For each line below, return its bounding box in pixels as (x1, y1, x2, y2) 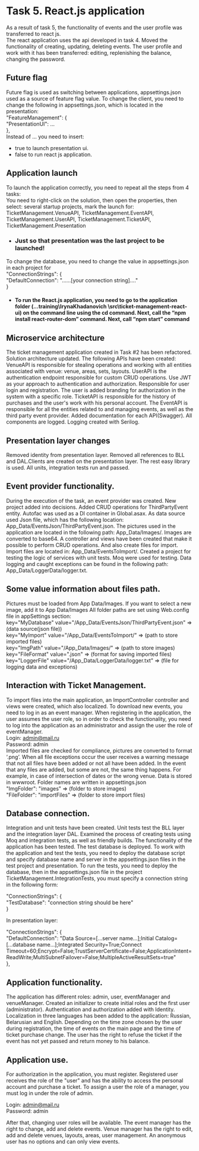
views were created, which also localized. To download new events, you (6, 702, 183, 710)
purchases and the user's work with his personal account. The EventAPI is (6, 399, 188, 406)
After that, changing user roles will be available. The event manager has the (6, 1119, 191, 1126)
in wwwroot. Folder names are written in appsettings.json (6, 779, 147, 786)
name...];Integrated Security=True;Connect (36, 941, 142, 948)
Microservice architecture (6, 332, 105, 343)
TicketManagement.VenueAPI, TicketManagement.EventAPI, (6, 209, 154, 216)
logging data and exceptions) (6, 663, 78, 670)
